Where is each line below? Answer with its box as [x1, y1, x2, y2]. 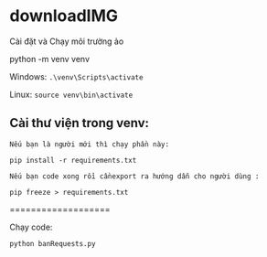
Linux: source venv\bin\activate [9, 89, 133, 100]
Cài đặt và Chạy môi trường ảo [9, 36, 124, 47]
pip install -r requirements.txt [9, 155, 137, 165]
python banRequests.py [9, 239, 96, 248]
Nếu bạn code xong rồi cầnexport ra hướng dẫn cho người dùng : [9, 171, 260, 181]
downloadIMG [9, 5, 119, 27]
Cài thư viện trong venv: [9, 115, 149, 131]
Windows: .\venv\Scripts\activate [9, 70, 144, 82]
